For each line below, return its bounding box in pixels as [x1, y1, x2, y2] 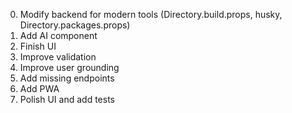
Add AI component [19, 30, 98, 41]
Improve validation [19, 51, 97, 63]
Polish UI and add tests [19, 94, 115, 105]
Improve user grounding [19, 62, 120, 73]
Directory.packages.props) [19, 19, 131, 31]
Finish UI [19, 40, 57, 52]
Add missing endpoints [19, 72, 115, 84]
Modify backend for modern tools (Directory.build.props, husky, [19, 9, 283, 20]
